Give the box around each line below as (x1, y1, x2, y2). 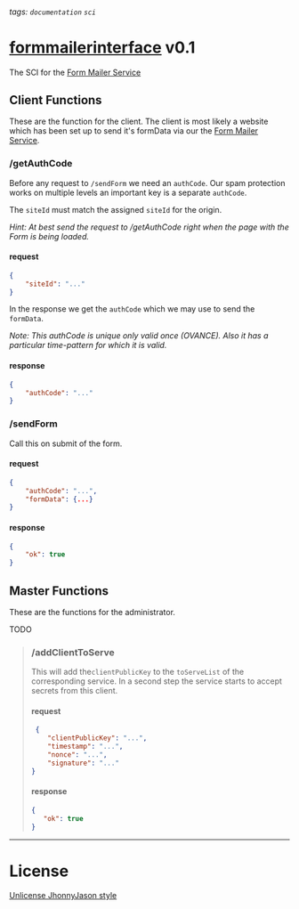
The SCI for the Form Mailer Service (9, 67, 141, 77)
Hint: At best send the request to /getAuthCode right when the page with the (9, 222, 289, 232)
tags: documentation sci (9, 6, 96, 17)
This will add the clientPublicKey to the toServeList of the (30, 667, 245, 678)
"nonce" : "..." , (47, 751, 108, 759)
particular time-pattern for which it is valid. (9, 340, 167, 351)
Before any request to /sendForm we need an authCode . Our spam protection (9, 177, 286, 188)
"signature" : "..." (47, 759, 120, 767)
